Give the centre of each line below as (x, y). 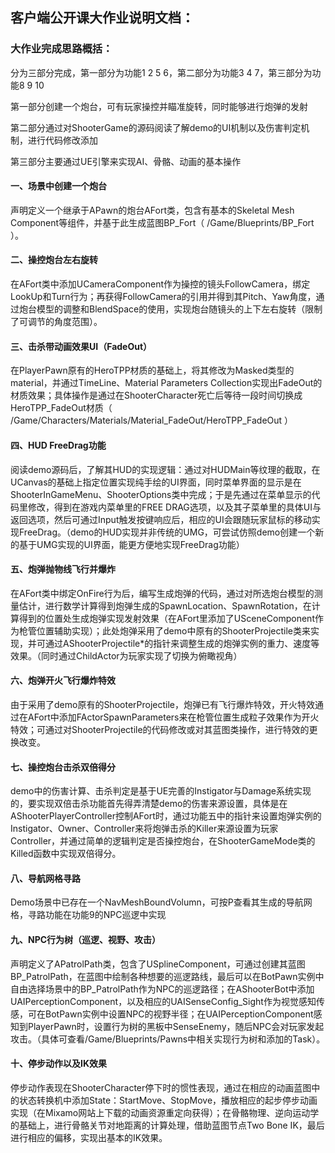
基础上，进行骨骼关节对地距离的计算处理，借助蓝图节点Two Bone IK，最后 (171, 1125)
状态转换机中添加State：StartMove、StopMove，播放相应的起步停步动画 (168, 1100)
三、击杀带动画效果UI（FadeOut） (81, 346)
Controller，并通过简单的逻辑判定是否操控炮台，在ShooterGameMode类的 (163, 841)
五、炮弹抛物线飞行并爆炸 (63, 569)
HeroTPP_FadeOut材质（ (61, 408)
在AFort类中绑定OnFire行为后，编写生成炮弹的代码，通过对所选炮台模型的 (162, 593)
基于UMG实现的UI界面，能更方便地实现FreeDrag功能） (131, 544)
